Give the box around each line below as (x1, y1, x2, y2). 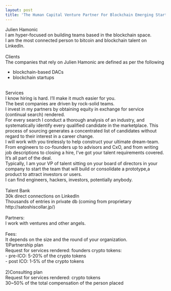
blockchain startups (12, 74, 54, 80)
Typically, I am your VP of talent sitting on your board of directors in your (5, 160, 158, 166)
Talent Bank (5, 187, 31, 193)
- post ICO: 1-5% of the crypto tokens (5, 258, 84, 264)
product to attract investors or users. (5, 171, 82, 177)
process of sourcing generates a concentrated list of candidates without (5, 127, 157, 133)
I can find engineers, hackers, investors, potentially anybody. (5, 176, 133, 183)
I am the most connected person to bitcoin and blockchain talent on (5, 37, 147, 43)
